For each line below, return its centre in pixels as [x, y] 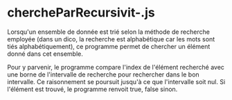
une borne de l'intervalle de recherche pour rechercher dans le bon [103, 74]
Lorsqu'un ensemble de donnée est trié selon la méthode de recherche [108, 32]
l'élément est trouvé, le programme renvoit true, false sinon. [92, 89]
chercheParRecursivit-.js [81, 13]
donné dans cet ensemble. [45, 54]
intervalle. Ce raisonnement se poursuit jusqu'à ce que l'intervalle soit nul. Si [116, 81]
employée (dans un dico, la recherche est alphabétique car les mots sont [111, 39]
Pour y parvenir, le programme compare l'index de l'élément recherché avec [116, 67]
